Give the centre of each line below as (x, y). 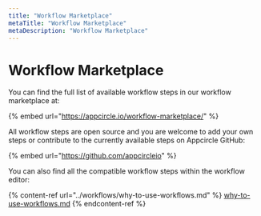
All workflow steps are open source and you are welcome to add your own (131, 132)
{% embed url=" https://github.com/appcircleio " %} (92, 156)
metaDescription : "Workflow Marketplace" (78, 30)
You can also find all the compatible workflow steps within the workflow (127, 171)
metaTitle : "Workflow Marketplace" (68, 23)
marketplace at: (34, 101)
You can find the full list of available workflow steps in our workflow (120, 92)
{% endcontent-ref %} (109, 204)
